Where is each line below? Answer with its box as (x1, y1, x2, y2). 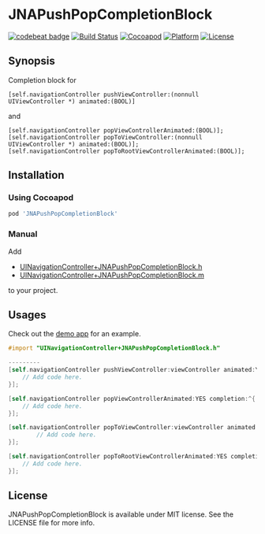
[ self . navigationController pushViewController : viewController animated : (8, 366, 256, 374)
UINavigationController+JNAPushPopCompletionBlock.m (19, 270, 205, 280)
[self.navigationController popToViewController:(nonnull (8, 133, 203, 141)
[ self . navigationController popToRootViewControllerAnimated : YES (8, 453, 227, 461)
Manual (8, 228, 38, 239)
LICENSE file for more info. (8, 518, 95, 528)
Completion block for (8, 75, 77, 84)
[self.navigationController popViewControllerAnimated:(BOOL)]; (8, 126, 224, 135)
